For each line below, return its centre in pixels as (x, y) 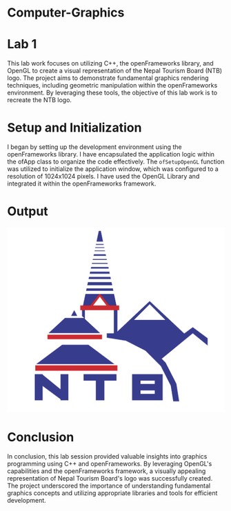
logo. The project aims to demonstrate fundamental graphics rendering (108, 78)
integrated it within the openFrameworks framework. (82, 183)
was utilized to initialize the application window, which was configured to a (113, 169)
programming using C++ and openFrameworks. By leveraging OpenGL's (110, 463)
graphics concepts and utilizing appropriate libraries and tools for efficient (112, 493)
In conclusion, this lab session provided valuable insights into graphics (107, 456)
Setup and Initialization (74, 128)
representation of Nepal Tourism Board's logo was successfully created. (110, 478)
